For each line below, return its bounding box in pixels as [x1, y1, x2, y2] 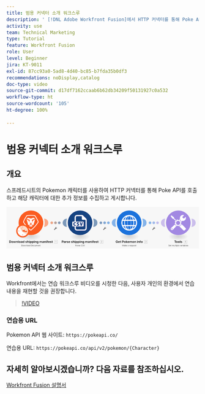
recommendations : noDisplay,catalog [6, 74, 100, 81]
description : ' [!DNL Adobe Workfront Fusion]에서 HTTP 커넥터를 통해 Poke [6, 16, 194, 23]
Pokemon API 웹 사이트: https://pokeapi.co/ [6, 331, 118, 339]
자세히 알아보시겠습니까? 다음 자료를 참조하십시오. [6, 364, 184, 374]
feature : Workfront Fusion [6, 42, 75, 48]
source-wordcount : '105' [6, 101, 70, 107]
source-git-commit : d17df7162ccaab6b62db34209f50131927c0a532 [6, 88, 168, 94]
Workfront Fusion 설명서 [6, 381, 67, 389]
